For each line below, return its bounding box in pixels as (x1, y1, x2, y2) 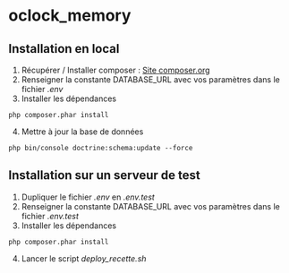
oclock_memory (8, 5, 132, 26)
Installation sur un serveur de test (8, 167, 200, 183)
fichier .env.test (21, 210, 80, 221)
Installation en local (8, 41, 120, 56)
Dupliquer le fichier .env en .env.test (21, 192, 156, 202)
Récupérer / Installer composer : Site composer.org (21, 64, 211, 75)
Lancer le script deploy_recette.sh (21, 252, 147, 264)
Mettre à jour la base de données (21, 126, 144, 137)
